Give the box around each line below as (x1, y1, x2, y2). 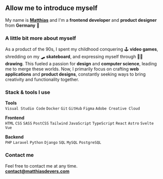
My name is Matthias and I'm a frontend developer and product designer (5, 17, 157, 23)
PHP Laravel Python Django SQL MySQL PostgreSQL (5, 140, 102, 145)
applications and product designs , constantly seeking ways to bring (5, 71, 146, 77)
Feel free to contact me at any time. (5, 163, 78, 169)
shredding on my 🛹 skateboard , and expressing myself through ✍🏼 (5, 54, 143, 60)
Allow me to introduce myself (5, 4, 98, 12)
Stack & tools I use (5, 89, 51, 96)
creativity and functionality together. (5, 77, 79, 83)
